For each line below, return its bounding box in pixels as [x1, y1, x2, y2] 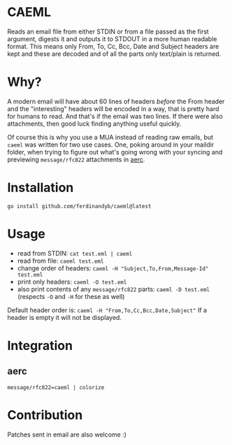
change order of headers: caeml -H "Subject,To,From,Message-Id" [17, 263, 209, 272]
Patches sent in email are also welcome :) [7, 430, 127, 439]
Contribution [7, 407, 83, 423]
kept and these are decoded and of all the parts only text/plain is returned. [7, 50, 222, 58]
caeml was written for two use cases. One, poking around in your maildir [7, 140, 215, 149]
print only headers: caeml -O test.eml [17, 277, 127, 286]
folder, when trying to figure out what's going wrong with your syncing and [7, 147, 223, 156]
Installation [7, 180, 74, 196]
